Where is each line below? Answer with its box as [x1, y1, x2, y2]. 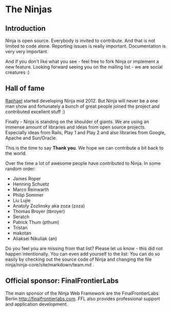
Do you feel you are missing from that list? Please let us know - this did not [5, 245, 163, 252]
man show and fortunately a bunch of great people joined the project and [5, 103, 160, 109]
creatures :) [5, 69, 30, 75]
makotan [12, 230, 32, 236]
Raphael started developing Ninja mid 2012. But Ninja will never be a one [5, 97, 158, 103]
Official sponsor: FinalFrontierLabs [5, 277, 119, 285]
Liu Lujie [12, 197, 31, 203]
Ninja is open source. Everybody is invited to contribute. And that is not [5, 37, 156, 44]
